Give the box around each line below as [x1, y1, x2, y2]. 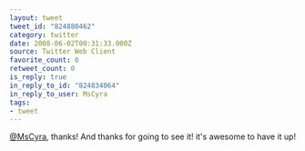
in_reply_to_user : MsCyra [9, 89, 107, 98]
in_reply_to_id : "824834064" [9, 81, 120, 90]
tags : [9, 97, 30, 107]
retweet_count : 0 [9, 65, 76, 74]
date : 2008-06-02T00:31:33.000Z [9, 38, 132, 48]
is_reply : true [9, 73, 67, 82]
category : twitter [9, 30, 79, 39]
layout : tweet [9, 13, 64, 23]
